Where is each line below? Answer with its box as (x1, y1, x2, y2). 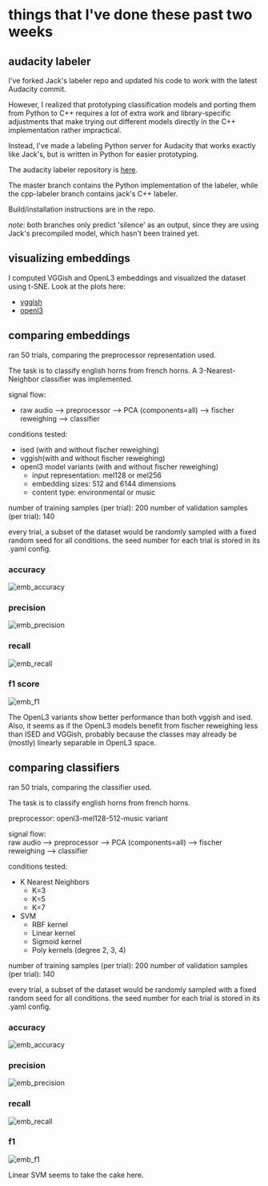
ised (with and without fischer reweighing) (19, 445, 160, 454)
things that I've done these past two (8, 6, 253, 24)
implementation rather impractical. (8, 126, 122, 135)
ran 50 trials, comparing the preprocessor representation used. (8, 350, 216, 360)
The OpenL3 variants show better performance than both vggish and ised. (8, 712, 254, 722)
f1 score (8, 679, 40, 690)
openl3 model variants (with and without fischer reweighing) (19, 462, 219, 471)
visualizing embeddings (8, 252, 130, 265)
